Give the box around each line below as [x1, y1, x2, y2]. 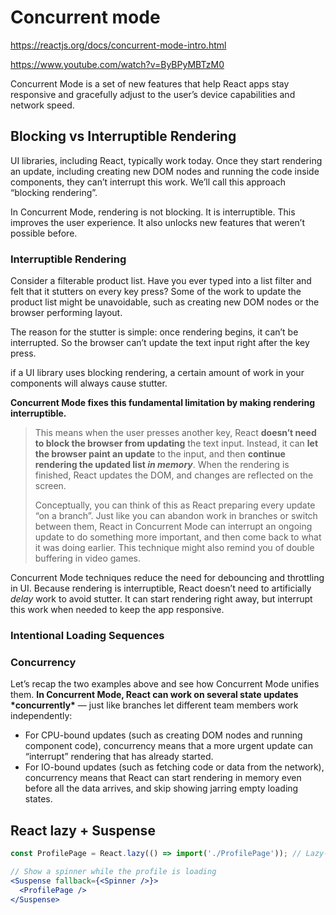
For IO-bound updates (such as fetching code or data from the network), [24, 761, 325, 773]
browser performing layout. [10, 307, 123, 319]
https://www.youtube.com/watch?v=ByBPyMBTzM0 [10, 58, 225, 70]
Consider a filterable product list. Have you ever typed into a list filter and [10, 275, 312, 287]
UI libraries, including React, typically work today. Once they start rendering [10, 154, 323, 166]
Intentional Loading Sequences [10, 628, 165, 642]
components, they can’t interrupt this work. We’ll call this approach [10, 176, 287, 188]
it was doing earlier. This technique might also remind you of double [34, 542, 315, 554]
